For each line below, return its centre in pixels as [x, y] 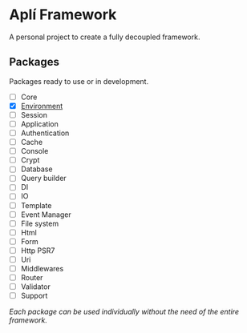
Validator [35, 287]
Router [32, 277]
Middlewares [42, 268]
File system [40, 223]
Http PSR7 [38, 251]
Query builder [43, 179]
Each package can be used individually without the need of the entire [124, 312]
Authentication [45, 133]
